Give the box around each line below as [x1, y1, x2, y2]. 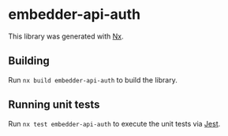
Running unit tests [8, 98, 100, 112]
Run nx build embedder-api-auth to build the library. [8, 75, 178, 84]
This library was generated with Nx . [8, 31, 124, 41]
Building [8, 54, 50, 68]
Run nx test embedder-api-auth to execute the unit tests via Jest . [8, 119, 221, 128]
